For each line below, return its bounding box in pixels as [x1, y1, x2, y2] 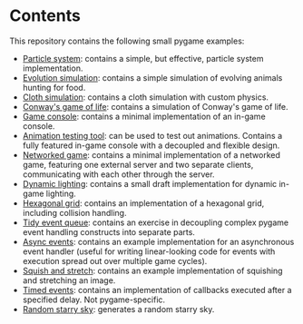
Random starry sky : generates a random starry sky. [22, 303, 215, 314]
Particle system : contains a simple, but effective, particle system [22, 53, 264, 64]
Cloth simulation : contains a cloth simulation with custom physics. [22, 92, 269, 103]
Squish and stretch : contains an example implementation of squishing [22, 265, 283, 276]
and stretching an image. [22, 274, 116, 286]
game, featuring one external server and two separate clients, [22, 159, 254, 170]
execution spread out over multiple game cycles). [22, 255, 208, 266]
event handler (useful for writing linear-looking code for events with [22, 246, 276, 257]
